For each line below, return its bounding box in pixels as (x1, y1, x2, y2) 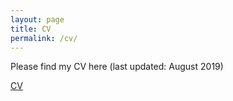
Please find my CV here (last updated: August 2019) (10, 61, 224, 73)
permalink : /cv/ (10, 33, 78, 43)
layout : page (10, 14, 65, 25)
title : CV (10, 24, 52, 34)
